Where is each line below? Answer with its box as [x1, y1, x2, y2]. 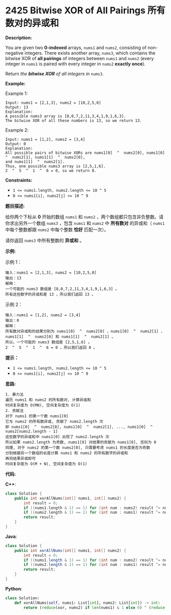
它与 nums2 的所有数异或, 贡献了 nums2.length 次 [5, 419, 103, 424]
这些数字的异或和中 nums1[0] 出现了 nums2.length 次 [5, 434, 109, 439]
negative [5, 49, 24, 56]
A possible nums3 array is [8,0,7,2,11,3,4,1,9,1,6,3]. [5, 113, 126, 119]
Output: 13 [5, 105, 28, 110]
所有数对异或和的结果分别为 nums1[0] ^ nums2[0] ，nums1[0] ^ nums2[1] [5, 328, 159, 334]
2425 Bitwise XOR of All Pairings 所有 [5, 5, 165, 16]
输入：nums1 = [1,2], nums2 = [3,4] [5, 312, 81, 318]
